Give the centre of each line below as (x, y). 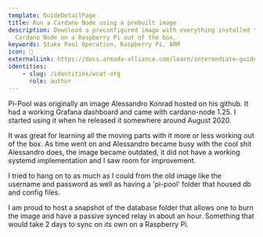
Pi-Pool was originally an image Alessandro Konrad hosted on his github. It (128, 104)
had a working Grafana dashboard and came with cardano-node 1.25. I (122, 111)
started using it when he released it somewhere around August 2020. (120, 120)
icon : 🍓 (21, 52)
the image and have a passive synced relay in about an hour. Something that (131, 216)
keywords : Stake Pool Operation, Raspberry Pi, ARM (94, 45)
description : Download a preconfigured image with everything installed (129, 30)
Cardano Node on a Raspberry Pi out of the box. (96, 37)
